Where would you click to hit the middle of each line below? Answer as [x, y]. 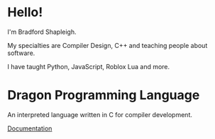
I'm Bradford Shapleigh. [42, 32]
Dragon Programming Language [104, 95]
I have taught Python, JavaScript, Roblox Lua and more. [89, 66]
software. [21, 53]
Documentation [30, 128]
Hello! [25, 12]
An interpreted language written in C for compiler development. [100, 114]
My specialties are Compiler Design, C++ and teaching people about [107, 45]
